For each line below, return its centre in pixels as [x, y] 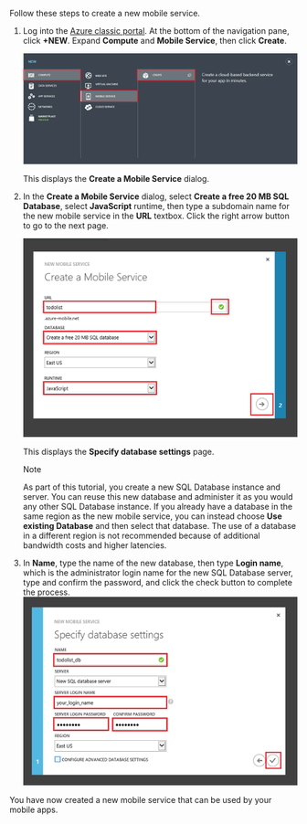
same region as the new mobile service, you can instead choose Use [153, 516]
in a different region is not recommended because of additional [141, 535]
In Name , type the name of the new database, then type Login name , [153, 563]
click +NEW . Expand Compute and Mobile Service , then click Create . [155, 41]
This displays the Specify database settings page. [118, 451]
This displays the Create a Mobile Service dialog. [116, 178]
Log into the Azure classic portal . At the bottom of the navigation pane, [156, 31]
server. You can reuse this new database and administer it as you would [158, 496]
